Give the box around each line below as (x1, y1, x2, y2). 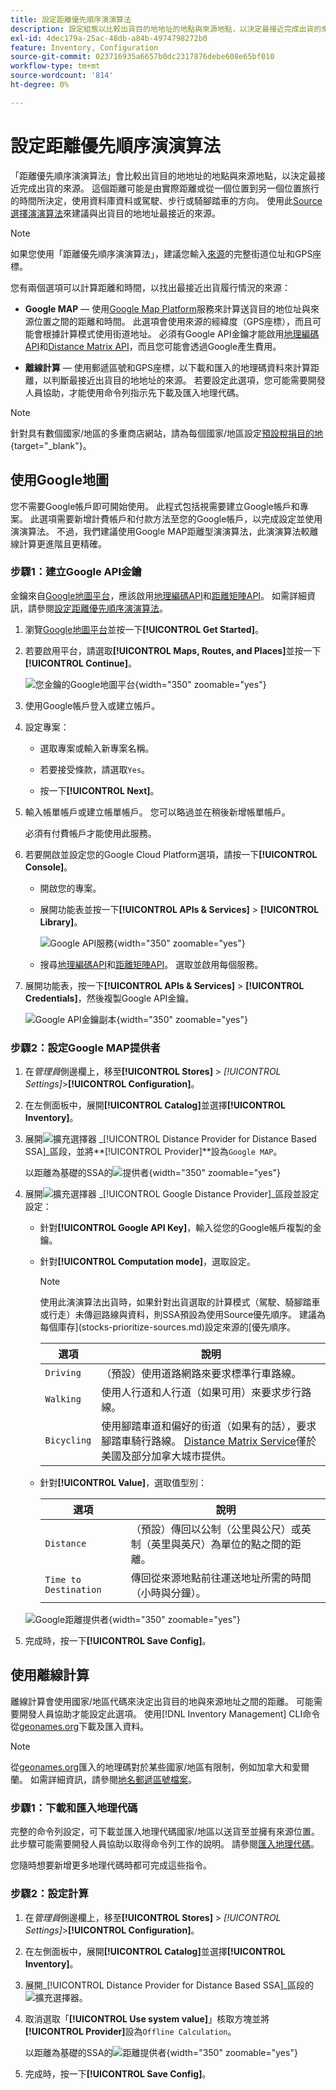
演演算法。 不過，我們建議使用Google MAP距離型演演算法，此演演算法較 (10, 525, 310, 537)
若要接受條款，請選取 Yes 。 (39, 763, 151, 775)
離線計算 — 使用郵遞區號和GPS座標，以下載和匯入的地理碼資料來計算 (24, 361, 312, 373)
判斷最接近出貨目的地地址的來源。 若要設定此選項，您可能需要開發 (51, 374, 326, 386)
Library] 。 (39, 916, 83, 928)
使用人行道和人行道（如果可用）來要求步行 (101, 1386, 302, 1400)
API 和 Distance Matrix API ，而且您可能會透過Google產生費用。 (24, 340, 282, 352)
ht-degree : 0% (10, 80, 70, 90)
